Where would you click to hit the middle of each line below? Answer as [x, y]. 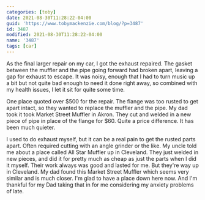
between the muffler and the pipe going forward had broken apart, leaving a [102, 70]
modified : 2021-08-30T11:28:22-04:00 [54, 35]
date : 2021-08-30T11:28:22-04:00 [49, 18]
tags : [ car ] [21, 46]
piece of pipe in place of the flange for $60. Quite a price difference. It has [100, 120]
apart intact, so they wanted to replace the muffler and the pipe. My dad [97, 108]
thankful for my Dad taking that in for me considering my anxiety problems [100, 185]
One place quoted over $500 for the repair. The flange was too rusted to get [102, 101]
